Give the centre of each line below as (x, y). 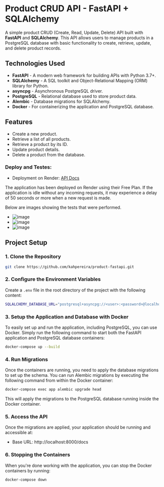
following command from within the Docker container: (59, 381)
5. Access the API (26, 416)
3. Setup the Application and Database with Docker (67, 317)
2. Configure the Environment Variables (53, 279)
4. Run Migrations (27, 359)
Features (19, 122)
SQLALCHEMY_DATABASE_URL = (31, 304)
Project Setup (26, 243)
